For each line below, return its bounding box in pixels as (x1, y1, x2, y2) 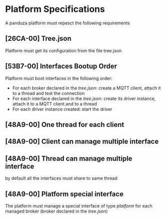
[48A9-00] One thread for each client (5, 120, 125, 129)
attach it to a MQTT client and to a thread (12, 101, 97, 107)
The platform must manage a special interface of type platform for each (5, 203, 153, 209)
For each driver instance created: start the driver (12, 106, 113, 112)
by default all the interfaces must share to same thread (5, 175, 118, 181)
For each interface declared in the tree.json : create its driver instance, (12, 96, 156, 102)
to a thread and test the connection (12, 90, 85, 96)
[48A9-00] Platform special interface (5, 190, 124, 198)
